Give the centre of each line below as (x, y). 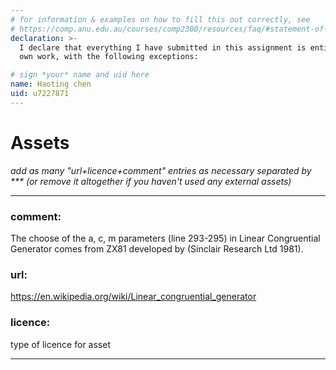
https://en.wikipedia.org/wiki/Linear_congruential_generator (133, 297)
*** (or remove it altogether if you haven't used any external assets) (151, 181)
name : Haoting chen (51, 84)
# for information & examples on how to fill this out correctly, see (160, 19)
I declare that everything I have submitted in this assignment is (163, 47)
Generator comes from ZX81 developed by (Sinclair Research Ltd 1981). (157, 248)
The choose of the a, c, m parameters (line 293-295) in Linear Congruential (165, 238)
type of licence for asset (60, 344)
